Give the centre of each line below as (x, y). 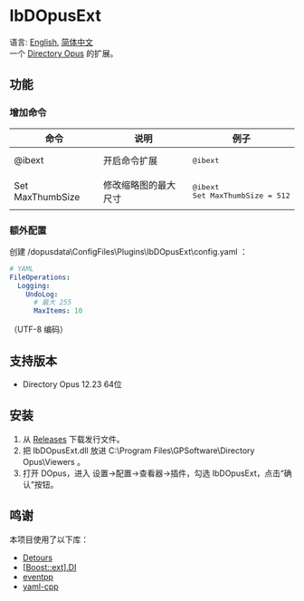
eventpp (38, 577)
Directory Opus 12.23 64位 (72, 384)
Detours (37, 557)
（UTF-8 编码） (38, 330)
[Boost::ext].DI (49, 567)
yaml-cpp (40, 586)
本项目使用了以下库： (49, 539)
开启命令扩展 (130, 161)
